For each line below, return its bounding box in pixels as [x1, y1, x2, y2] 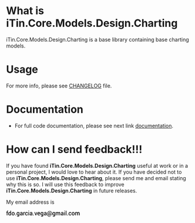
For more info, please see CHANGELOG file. [6, 82, 112, 89]
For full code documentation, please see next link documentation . [14, 122, 174, 129]
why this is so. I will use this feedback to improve [6, 181, 125, 188]
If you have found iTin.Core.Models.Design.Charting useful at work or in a [6, 162, 189, 169]
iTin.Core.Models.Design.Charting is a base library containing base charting [6, 36, 189, 43]
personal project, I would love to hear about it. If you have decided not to [6, 168, 182, 175]
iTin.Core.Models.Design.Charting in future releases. [6, 187, 137, 194]
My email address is [6, 198, 55, 205]
